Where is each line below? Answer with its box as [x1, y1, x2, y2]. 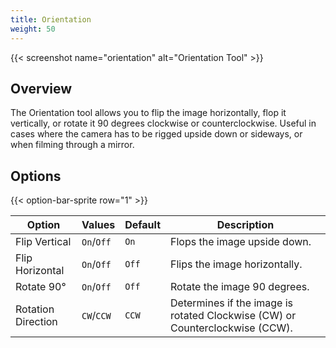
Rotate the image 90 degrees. [170, 280, 310, 294]
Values [81, 218, 116, 232]
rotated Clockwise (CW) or [170, 309, 297, 323]
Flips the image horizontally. [170, 257, 303, 271]
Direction [15, 315, 58, 329]
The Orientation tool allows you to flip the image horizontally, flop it [10, 107, 287, 119]
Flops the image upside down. [170, 235, 312, 249]
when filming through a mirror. [10, 139, 135, 151]
